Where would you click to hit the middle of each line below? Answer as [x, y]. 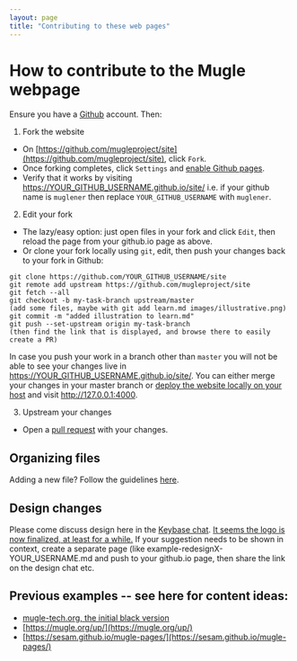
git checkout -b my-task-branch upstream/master [102, 301]
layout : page [34, 18]
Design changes [56, 508]
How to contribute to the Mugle [128, 71]
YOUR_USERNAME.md [51, 558]
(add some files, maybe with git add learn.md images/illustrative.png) [148, 308]
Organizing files [55, 458]
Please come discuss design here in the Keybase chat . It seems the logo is [147, 530]
